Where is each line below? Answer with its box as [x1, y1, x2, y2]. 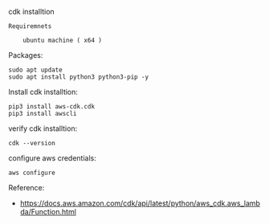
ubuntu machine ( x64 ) [22, 36, 103, 44]
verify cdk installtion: [8, 124, 78, 133]
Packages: [8, 51, 43, 59]
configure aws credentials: [8, 153, 96, 163]
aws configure [8, 169, 56, 177]
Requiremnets [8, 22, 52, 31]
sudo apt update [8, 66, 63, 74]
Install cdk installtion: [8, 88, 79, 96]
